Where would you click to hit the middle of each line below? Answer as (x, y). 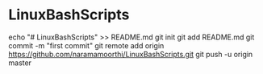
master (20, 63)
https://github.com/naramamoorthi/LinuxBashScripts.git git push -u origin (131, 54)
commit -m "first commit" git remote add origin (86, 45)
